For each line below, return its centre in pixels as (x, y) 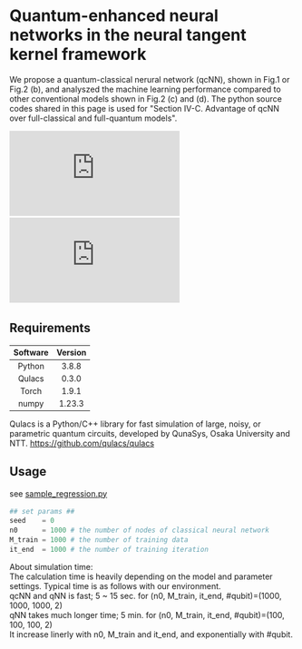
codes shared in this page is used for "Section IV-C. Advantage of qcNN (144, 108)
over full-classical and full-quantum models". (93, 118)
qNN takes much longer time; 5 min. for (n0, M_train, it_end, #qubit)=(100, (147, 615)
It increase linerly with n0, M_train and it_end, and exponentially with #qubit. (151, 634)
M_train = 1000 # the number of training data (99, 540)
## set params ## (42, 511)
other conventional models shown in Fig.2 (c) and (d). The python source (146, 98)
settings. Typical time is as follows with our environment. (115, 585)
